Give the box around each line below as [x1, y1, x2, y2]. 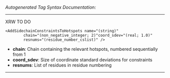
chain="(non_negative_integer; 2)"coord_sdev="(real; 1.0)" [23, 33, 153, 38]
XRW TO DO [5, 19, 31, 25]
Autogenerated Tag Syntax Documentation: [5, 5, 96, 10]
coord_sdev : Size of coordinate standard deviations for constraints [12, 57, 153, 62]
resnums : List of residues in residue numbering [12, 62, 112, 68]
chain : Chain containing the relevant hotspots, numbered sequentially [12, 46, 158, 52]
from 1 [12, 51, 26, 57]
